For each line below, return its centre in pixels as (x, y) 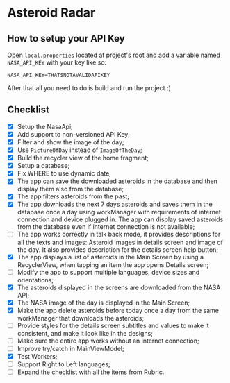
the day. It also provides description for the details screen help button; (118, 249)
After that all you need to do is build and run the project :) (89, 88)
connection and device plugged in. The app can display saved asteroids (120, 219)
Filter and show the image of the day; (71, 142)
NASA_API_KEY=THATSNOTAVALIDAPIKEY (59, 75)
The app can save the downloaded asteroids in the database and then (117, 181)
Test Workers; (37, 356)
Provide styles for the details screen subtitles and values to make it (113, 325)
